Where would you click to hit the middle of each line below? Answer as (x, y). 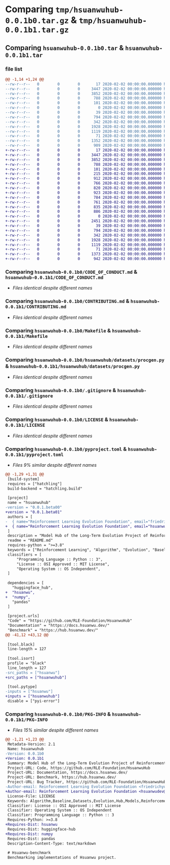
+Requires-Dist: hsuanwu (31, 824)
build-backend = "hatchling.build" (45, 489)
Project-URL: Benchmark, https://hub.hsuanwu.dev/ (62, 777)
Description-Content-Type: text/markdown (52, 843)
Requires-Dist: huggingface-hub (41, 829)
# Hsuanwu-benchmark (29, 853)
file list (14, 69)
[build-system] (23, 479)
